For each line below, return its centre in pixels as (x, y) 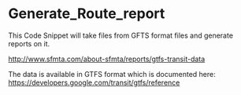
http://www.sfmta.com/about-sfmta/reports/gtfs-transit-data (107, 59)
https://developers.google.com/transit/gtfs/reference (94, 82)
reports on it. (29, 43)
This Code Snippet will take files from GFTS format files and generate (121, 35)
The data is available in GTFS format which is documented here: (112, 74)
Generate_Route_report (87, 14)
